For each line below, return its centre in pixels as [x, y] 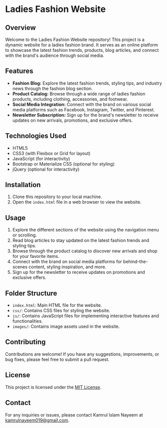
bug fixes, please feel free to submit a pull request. [57, 359]
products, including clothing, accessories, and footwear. [70, 99]
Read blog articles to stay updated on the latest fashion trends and [81, 240]
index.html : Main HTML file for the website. [57, 305]
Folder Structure [31, 293]
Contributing [25, 342]
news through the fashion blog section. [53, 88]
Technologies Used [36, 136]
